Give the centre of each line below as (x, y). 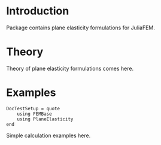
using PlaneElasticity (45, 119)
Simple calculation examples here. (48, 135)
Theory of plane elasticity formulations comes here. (70, 68)
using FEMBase (34, 114)
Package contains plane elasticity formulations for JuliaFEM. (81, 28)
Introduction (38, 11)
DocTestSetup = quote (33, 108)
